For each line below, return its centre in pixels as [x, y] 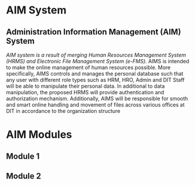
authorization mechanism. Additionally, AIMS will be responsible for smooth [97, 98]
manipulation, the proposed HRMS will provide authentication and [85, 92]
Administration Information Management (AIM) [94, 32]
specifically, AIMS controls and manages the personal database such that [95, 73]
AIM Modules [39, 135]
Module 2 [24, 176]
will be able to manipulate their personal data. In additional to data [85, 86]
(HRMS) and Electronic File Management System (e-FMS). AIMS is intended [97, 61]
